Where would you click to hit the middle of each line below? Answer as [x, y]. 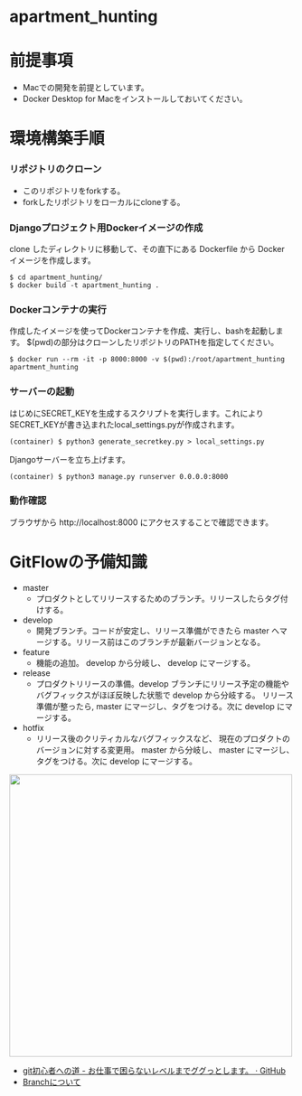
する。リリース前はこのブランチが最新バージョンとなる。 [158, 642]
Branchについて [52, 1082]
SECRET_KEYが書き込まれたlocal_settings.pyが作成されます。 [124, 424]
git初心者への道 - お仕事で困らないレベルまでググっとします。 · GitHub [154, 1070]
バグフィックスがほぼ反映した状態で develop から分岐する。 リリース [165, 695]
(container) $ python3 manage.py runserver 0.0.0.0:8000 [119, 476]
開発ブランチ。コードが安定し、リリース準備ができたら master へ [158, 631]
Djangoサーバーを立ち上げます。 [70, 459]
